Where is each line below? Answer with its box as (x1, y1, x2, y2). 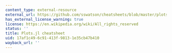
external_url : (5, 12, 36, 17)
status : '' (5, 26, 29, 31)
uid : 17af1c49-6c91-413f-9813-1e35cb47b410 (5, 36, 100, 41)
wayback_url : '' (5, 40, 40, 45)
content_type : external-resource (5, 7, 77, 13)
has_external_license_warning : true (5, 17, 83, 22)
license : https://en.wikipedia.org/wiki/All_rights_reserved (5, 21, 139, 27)
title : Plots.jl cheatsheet (5, 31, 66, 36)
